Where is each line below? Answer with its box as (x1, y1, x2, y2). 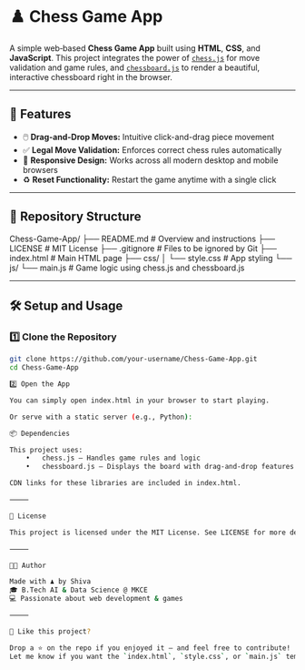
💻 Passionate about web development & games (9, 594, 183, 604)
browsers (22, 164, 59, 175)
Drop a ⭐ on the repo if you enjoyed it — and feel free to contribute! (9, 643, 291, 653)
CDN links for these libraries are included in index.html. (9, 479, 242, 488)
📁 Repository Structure (9, 209, 142, 225)
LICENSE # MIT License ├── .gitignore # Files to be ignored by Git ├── (9, 242, 278, 254)
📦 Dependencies (9, 429, 71, 438)
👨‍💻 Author (9, 561, 47, 570)
